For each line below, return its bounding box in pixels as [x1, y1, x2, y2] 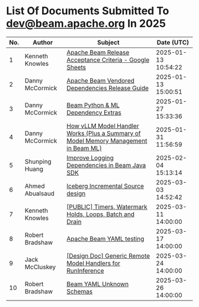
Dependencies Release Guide [66, 84, 149, 92]
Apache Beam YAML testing [66, 235, 145, 243]
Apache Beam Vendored [66, 76, 134, 84]
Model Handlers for [66, 259, 120, 267]
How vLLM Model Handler [66, 122, 139, 130]
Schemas [66, 287, 93, 295]
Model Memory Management [66, 137, 147, 145]
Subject [97, 38, 120, 46]
